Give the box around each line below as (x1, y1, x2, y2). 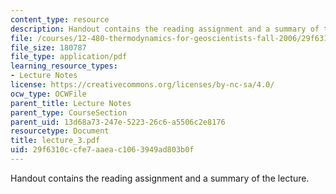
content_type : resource (10, 14, 110, 25)
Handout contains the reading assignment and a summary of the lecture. (10, 172, 310, 184)
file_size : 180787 (10, 42, 87, 53)
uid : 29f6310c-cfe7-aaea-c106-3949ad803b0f (10, 145, 195, 155)
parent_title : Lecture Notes (10, 98, 132, 108)
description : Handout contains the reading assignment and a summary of (10, 24, 320, 34)
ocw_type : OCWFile (10, 89, 87, 99)
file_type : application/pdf (10, 52, 128, 62)
